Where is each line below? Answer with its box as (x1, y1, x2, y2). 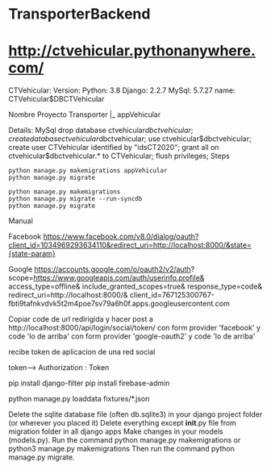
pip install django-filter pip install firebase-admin (8, 378, 170, 388)
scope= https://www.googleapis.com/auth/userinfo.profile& (8, 273, 205, 283)
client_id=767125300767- (129, 290, 215, 300)
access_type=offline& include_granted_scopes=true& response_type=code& (8, 281, 263, 291)
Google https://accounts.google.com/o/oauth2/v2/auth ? (8, 264, 195, 274)
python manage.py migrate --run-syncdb (8, 195, 143, 203)
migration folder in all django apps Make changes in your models (8, 426, 223, 436)
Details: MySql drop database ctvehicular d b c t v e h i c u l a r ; (8, 126, 194, 135)
